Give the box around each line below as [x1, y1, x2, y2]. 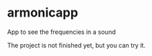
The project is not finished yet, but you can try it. [7, 41, 146, 49]
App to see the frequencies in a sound [7, 28, 116, 36]
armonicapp [7, 5, 78, 21]
